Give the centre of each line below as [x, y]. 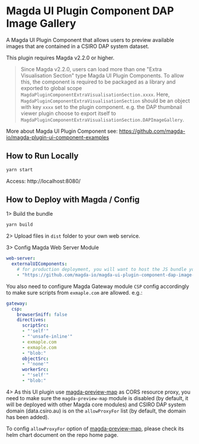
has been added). [28, 417]
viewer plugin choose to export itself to [68, 113]
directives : [31, 320]
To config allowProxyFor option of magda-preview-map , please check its [95, 429]
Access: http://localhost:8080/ [44, 181]
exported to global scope [51, 88]
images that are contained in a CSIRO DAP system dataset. [78, 46]
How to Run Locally [42, 156]
